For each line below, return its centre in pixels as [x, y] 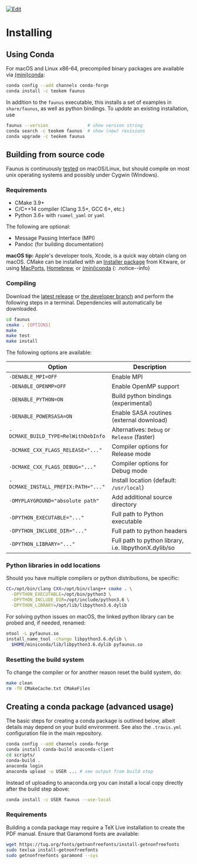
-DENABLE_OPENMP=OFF [38, 387]
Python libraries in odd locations [53, 565]
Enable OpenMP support [145, 386]
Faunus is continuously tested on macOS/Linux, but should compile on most [98, 169]
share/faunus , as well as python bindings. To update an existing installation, [97, 108]
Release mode [131, 454]
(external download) [140, 420]
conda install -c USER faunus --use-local [59, 799]
